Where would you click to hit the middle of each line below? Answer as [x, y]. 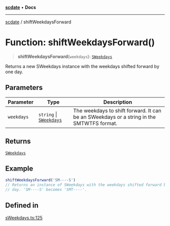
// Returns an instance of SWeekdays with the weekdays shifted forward [83, 185]
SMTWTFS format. [95, 123]
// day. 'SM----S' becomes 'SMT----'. [46, 190]
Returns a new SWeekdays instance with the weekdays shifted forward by [82, 66]
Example [19, 168]
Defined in [22, 205]
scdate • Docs [21, 7]
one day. [14, 72]
